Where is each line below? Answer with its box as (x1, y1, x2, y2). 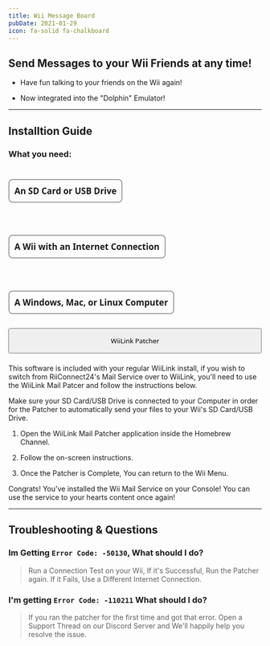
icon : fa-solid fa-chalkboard (8, 27, 110, 35)
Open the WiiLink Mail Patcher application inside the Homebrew (19, 429, 231, 439)
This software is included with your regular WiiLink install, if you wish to (8, 363, 245, 374)
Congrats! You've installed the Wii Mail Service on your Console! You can (8, 484, 251, 494)
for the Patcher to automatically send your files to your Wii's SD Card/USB (8, 405, 253, 415)
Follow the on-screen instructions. (19, 453, 134, 463)
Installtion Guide (8, 124, 92, 137)
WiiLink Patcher (110, 336, 160, 346)
